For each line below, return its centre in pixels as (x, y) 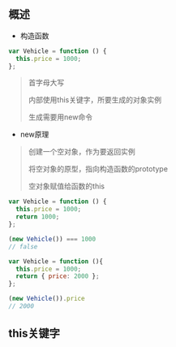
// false (23, 246)
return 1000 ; (38, 217)
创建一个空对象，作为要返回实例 (82, 152)
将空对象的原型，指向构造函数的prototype (98, 169)
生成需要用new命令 (60, 117)
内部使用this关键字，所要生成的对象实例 (95, 100)
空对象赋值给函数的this (67, 186)
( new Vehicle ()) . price (47, 299)
